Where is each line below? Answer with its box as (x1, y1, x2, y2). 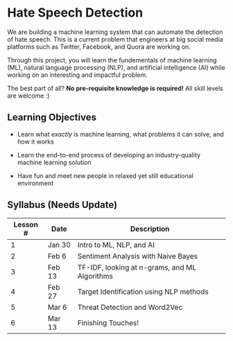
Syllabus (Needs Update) (7, 199, 118, 211)
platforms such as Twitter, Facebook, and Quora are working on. (7, 42, 191, 51)
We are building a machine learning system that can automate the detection (7, 28, 223, 36)
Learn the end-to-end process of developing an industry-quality (17, 150, 201, 159)
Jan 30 (47, 240, 71, 250)
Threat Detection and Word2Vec (77, 302, 183, 312)
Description (130, 224, 170, 234)
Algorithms (77, 271, 113, 281)
